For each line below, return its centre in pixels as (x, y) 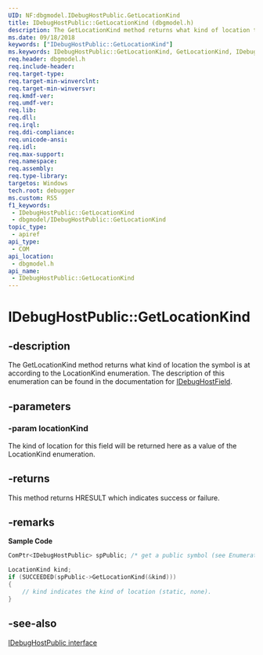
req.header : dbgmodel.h (47, 60)
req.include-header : (42, 67)
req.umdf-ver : (31, 103)
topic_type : (27, 227)
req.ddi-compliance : (42, 132)
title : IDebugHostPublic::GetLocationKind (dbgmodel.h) (101, 23)
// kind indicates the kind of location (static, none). (117, 591)
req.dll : (22, 118)
